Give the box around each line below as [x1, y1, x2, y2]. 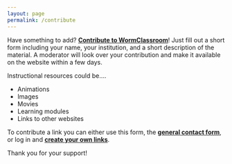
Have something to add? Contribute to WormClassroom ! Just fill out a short [7, 35, 225, 44]
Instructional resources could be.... [7, 71, 107, 80]
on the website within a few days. [7, 58, 102, 66]
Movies [17, 99, 39, 108]
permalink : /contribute [7, 17, 76, 24]
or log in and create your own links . [7, 135, 110, 143]
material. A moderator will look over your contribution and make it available [7, 50, 221, 59]
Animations [17, 85, 50, 93]
